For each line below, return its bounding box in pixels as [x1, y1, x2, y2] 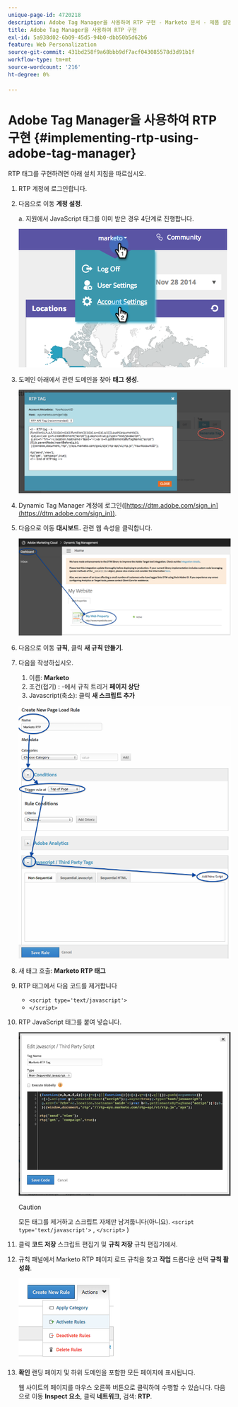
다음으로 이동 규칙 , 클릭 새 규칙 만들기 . [18, 643, 124, 652]
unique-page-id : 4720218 [8, 11, 81, 18]
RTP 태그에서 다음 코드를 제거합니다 [18, 981, 117, 990]
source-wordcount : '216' [8, 64, 81, 71]
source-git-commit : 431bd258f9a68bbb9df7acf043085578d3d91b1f [8, 49, 195, 56]
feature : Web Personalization [8, 41, 97, 49]
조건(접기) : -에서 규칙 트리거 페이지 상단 [28, 682, 140, 691]
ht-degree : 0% [8, 71, 50, 78]
